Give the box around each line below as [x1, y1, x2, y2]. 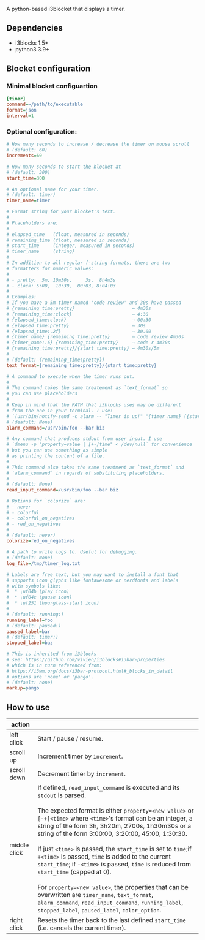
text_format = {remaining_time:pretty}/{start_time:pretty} [6, 362, 157, 368]
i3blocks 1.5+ [15, 39, 49, 47]
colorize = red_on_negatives [6, 538, 75, 544]
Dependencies [6, 23, 63, 33]
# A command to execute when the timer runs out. [6, 373, 135, 379]
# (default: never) [6, 533, 56, 539]
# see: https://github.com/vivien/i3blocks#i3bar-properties [6, 657, 165, 663]
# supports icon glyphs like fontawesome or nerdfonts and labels [6, 577, 179, 583]
